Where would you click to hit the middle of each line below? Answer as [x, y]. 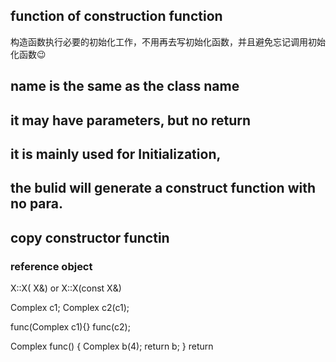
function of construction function [116, 16]
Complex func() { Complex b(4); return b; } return [112, 346]
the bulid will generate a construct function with [163, 188]
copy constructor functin [90, 237]
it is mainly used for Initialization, [116, 154]
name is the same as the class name [125, 86]
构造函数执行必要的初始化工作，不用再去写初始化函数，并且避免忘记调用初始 [168, 41]
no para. [37, 204]
